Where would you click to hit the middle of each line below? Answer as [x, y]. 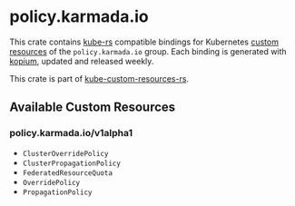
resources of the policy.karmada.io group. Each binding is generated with [148, 51]
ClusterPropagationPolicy [71, 163]
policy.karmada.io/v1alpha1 [71, 133]
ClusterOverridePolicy [65, 153]
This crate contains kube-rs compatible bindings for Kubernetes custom [144, 42]
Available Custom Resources [93, 108]
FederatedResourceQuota [68, 173]
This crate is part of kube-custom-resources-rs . [99, 78]
